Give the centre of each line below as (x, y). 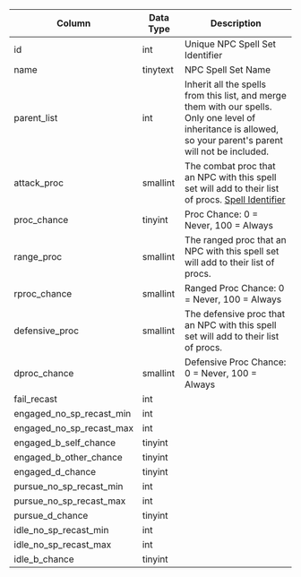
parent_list (36, 118)
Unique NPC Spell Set (230, 44)
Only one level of (220, 118)
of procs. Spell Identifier (235, 199)
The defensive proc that (235, 314)
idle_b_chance (44, 559)
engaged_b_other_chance (68, 457)
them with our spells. (228, 107)
